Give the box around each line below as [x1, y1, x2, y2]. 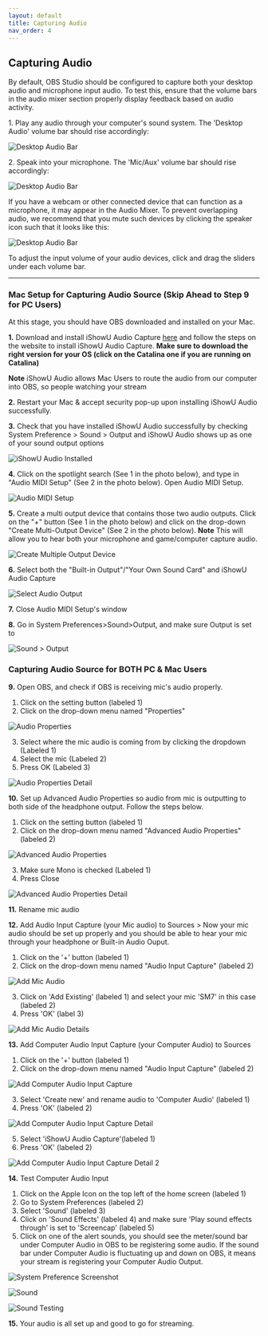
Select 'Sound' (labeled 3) [19, 1206, 106, 1215]
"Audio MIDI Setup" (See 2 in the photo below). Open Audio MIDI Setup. [8, 478, 244, 488]
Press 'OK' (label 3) [19, 1009, 85, 1018]
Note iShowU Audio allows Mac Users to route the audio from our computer [8, 374, 258, 383]
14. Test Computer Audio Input [8, 1173, 109, 1183]
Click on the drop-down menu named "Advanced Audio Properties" [19, 825, 242, 835]
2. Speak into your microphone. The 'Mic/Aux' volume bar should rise [8, 157, 237, 168]
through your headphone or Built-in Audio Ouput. [8, 937, 170, 947]
